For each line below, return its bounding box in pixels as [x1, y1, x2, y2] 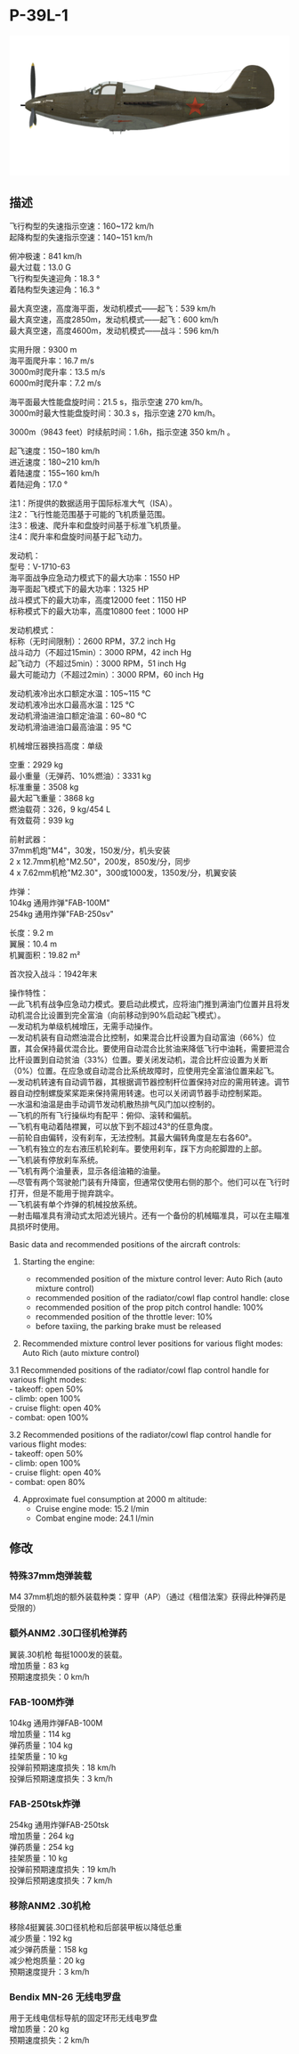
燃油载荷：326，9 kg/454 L [9, 803, 111, 815]
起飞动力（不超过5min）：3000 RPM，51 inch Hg [9, 658, 187, 669]
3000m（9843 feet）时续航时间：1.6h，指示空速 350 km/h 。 [9, 426, 236, 437]
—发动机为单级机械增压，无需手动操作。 [9, 1020, 158, 1031]
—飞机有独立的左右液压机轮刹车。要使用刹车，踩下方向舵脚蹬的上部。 [9, 1143, 267, 1154]
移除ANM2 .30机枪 [9, 1900, 92, 1912]
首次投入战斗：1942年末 [9, 968, 98, 979]
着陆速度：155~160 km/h [9, 467, 100, 478]
